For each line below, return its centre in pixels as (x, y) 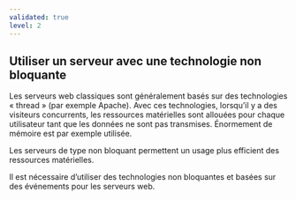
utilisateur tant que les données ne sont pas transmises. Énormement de (141, 124)
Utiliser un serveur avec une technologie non (136, 61)
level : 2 (25, 26)
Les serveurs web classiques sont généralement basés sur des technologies (148, 96)
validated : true (39, 17)
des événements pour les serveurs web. (82, 187)
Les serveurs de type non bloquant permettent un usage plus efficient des (144, 151)
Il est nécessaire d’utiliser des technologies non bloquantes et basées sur (143, 177)
